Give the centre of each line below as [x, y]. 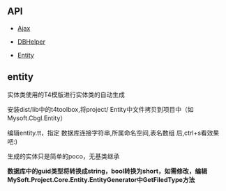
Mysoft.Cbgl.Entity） [37, 118]
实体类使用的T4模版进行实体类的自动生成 [66, 94]
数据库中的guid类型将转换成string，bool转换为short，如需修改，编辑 [107, 171]
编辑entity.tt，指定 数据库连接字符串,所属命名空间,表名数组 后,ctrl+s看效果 [113, 133]
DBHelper [31, 42]
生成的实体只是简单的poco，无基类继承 [63, 156]
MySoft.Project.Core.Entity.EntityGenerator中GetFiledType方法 [101, 179]
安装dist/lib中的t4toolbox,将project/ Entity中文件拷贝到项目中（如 [100, 109]
